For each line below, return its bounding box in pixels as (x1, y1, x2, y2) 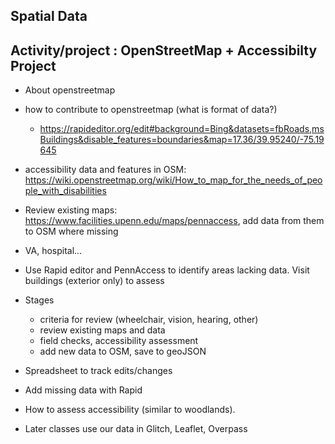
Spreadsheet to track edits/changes (24, 365, 173, 377)
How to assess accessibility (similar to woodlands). (24, 404, 236, 416)
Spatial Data (10, 8, 88, 25)
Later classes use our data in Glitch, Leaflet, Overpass (24, 423, 248, 435)
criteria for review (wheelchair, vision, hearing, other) (39, 314, 259, 326)
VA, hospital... (24, 245, 83, 257)
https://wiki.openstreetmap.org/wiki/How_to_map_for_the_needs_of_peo (24, 174, 323, 186)
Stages (24, 294, 55, 306)
